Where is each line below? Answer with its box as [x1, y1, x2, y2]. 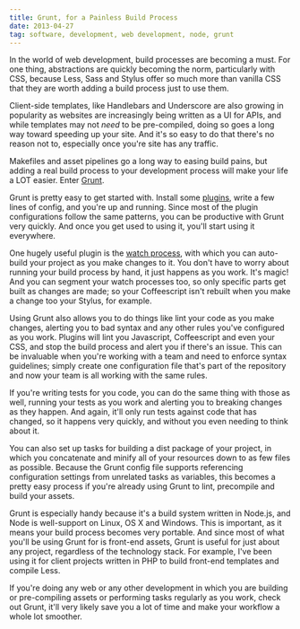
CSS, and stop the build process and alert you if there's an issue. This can [9, 342, 282, 353]
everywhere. [9, 231, 56, 241]
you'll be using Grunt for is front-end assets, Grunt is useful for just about [9, 537, 280, 547]
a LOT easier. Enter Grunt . [9, 175, 105, 186]
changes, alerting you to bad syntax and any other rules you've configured [9, 322, 285, 333]
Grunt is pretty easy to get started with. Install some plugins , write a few [9, 192, 275, 203]
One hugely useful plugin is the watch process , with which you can [9, 248, 257, 258]
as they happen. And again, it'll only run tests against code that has [9, 406, 257, 417]
